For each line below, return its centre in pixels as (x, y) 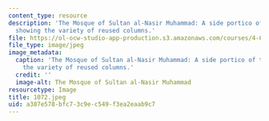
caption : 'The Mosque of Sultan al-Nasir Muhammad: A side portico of (136, 60)
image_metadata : (35, 53)
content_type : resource (48, 16)
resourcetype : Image (43, 90)
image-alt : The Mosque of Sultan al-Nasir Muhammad (104, 82)
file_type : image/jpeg (46, 45)
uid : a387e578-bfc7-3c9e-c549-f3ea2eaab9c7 (82, 104)
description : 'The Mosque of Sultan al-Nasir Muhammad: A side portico (130, 23)
